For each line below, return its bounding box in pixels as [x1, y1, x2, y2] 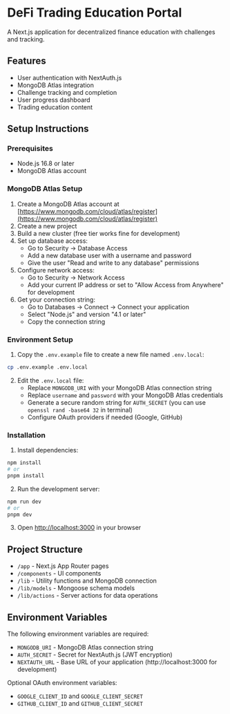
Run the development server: [17, 484, 100, 493]
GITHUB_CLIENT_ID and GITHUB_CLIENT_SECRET [17, 699, 144, 708]
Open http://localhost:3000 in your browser [17, 524, 142, 532]
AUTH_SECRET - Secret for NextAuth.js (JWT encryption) [17, 650, 173, 659]
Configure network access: [17, 266, 95, 274]
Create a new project [17, 221, 77, 230]
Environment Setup [7, 334, 74, 344]
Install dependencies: [17, 446, 79, 455]
